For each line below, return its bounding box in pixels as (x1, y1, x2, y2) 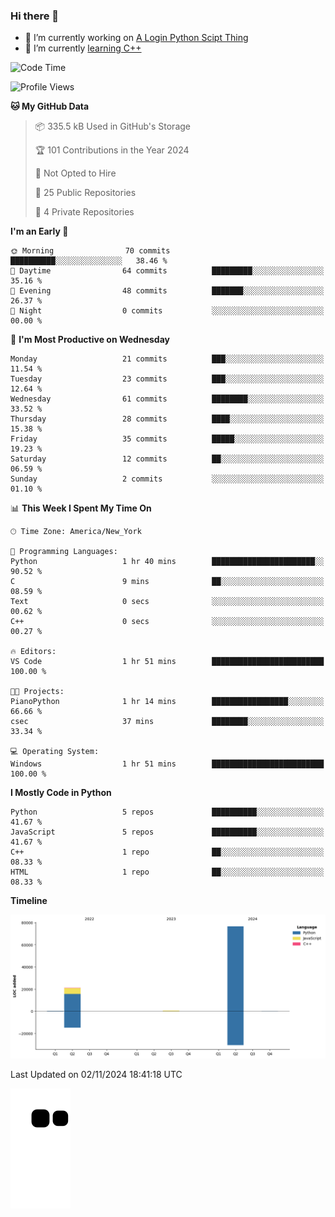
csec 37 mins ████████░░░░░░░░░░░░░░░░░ (10, 717, 325, 727)
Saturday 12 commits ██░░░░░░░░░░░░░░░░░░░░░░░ (10, 454, 325, 464)
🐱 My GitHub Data (10, 100, 90, 113)
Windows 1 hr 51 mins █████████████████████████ (10, 759, 325, 769)
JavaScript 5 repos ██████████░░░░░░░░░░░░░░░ (10, 827, 325, 838)
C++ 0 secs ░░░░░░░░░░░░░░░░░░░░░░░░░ (10, 617, 325, 627)
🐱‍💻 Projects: (10, 687, 65, 697)
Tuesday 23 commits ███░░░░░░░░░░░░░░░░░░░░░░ (10, 374, 325, 384)
